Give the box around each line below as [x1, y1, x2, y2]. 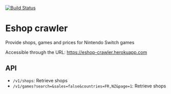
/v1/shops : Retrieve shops [12, 77, 68, 83]
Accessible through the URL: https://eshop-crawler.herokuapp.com [5, 49, 147, 55]
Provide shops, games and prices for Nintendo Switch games [5, 39, 135, 45]
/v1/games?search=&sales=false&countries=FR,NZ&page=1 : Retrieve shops [12, 83, 166, 89]
